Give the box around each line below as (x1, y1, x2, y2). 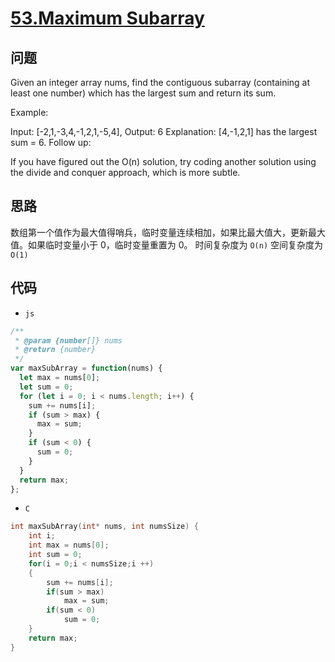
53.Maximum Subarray (10, 7, 205, 30)
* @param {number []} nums (14, 335, 123, 346)
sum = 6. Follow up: (10, 137, 92, 148)
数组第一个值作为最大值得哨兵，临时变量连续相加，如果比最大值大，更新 (10, 226, 308, 238)
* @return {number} (14, 345, 97, 355)
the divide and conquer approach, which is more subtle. (10, 167, 241, 178)
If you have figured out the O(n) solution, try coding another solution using (10, 156, 317, 167)
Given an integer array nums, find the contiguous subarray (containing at (10, 77, 311, 88)
